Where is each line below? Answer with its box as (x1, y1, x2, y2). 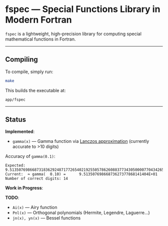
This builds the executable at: (5, 87, 66, 93)
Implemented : (5, 129, 35, 135)
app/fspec (5, 97, 26, 102)
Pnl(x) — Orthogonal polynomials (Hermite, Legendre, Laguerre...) (12, 209, 150, 216)
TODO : (5, 194, 19, 201)
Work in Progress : (5, 185, 43, 191)
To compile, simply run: (5, 69, 53, 75)
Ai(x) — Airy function (12, 204, 57, 210)
